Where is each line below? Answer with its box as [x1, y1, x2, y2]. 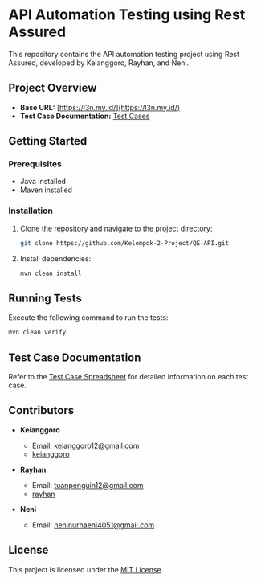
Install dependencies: [19, 253, 92, 263]
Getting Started [8, 134, 88, 148]
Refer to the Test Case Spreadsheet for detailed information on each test [8, 371, 249, 381]
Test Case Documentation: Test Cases [19, 111, 150, 121]
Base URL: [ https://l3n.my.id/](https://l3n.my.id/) [19, 102, 181, 112]
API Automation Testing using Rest [8, 6, 246, 24]
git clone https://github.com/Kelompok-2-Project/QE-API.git [19, 239, 230, 247]
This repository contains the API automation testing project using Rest [8, 49, 239, 59]
